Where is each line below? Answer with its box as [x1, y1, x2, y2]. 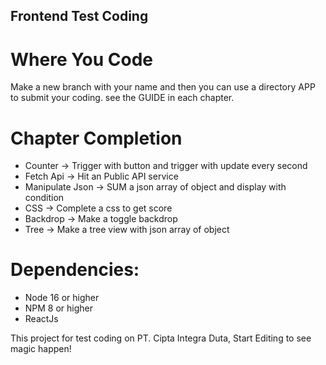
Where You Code [10, 48, 154, 71]
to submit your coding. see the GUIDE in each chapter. [10, 92, 235, 104]
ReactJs [24, 313, 59, 325]
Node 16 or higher [24, 292, 100, 304]
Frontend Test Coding [10, 8, 149, 25]
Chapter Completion [10, 127, 183, 149]
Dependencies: [10, 259, 140, 281]
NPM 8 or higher [24, 302, 94, 314]
